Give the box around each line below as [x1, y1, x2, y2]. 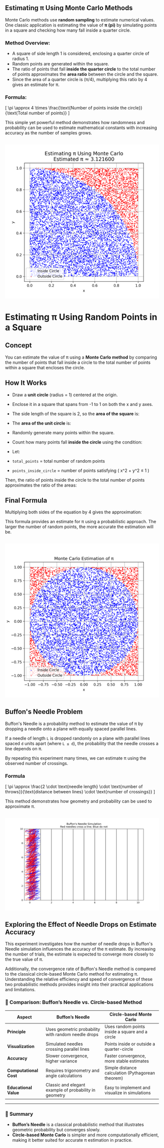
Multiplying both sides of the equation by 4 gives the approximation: [5, 509, 143, 515]
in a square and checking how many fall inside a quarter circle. [5, 27, 131, 33]
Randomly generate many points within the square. [12, 429, 115, 435]
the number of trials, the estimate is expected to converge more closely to [5, 951, 154, 957]
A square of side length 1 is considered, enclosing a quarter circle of [12, 51, 150, 57]
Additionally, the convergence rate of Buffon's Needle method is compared [5, 966, 156, 972]
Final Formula [5, 496, 47, 505]
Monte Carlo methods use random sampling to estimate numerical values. [5, 17, 155, 22]
